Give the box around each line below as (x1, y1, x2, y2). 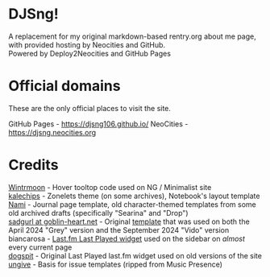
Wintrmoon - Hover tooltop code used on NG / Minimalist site (8, 182, 212, 192)
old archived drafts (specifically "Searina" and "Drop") (8, 208, 189, 217)
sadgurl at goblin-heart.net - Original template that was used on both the (8, 217, 250, 226)
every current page (8, 242, 73, 252)
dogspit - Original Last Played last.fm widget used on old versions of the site (8, 250, 262, 260)
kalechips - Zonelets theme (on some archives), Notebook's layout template (8, 191, 260, 201)
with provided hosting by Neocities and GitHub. (8, 39, 166, 49)
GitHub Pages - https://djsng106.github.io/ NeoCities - (8, 118, 189, 129)
